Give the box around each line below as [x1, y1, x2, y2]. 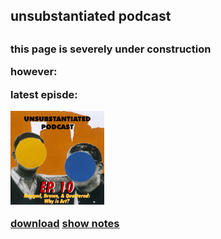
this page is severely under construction [10, 42, 212, 56]
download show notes [10, 217, 120, 231]
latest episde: [10, 87, 78, 101]
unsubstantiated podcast [10, 8, 172, 25]
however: [10, 65, 58, 79]
